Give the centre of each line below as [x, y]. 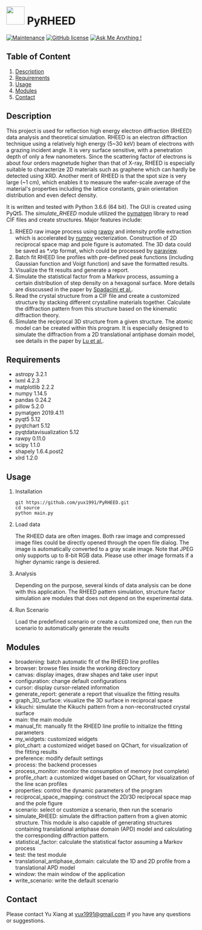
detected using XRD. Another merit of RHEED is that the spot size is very [96, 176]
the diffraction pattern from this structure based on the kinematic [96, 308]
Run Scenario [32, 610]
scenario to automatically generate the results [72, 628]
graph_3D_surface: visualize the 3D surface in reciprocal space [94, 700]
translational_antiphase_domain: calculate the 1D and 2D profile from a [103, 861]
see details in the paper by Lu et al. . [60, 341]
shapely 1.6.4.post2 [39, 452]
